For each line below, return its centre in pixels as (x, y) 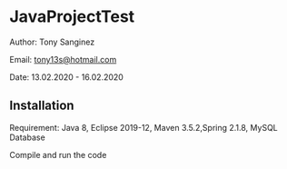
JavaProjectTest (72, 17)
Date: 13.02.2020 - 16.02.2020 (67, 77)
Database (27, 137)
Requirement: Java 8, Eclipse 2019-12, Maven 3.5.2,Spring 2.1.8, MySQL (144, 127)
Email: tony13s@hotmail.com (63, 59)
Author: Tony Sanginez (52, 42)
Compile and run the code (58, 154)
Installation (42, 106)
